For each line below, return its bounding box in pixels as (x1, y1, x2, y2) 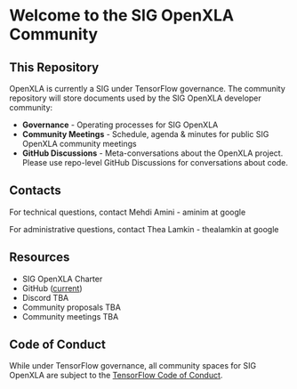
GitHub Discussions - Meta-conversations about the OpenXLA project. (21, 148, 284, 158)
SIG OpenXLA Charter (21, 273, 103, 284)
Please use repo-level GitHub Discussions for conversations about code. (21, 158, 289, 167)
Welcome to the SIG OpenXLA (9, 5, 234, 26)
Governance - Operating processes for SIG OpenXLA (21, 119, 219, 130)
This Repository (9, 60, 100, 75)
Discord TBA (21, 292, 69, 303)
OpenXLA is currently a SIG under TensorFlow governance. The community (9, 84, 286, 93)
